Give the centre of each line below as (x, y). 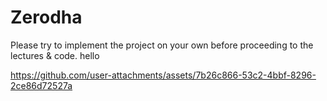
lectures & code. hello (55, 55)
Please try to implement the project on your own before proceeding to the (162, 45)
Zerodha (46, 17)
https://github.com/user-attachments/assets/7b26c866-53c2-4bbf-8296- (163, 75)
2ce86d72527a (41, 85)
